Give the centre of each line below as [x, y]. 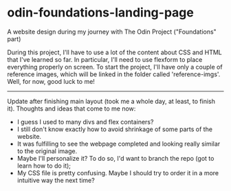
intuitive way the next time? [56, 180]
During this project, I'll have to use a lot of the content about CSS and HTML [114, 52]
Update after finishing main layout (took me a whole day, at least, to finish [111, 101]
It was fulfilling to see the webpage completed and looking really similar [119, 144]
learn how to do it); [44, 166]
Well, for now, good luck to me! [51, 81]
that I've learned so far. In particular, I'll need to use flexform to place [105, 59]
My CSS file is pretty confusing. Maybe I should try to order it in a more [118, 172]
